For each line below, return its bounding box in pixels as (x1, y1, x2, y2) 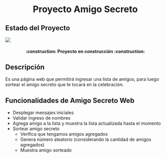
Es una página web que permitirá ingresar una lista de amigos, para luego (5, 76, 159, 82)
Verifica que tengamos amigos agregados (20, 131, 108, 137)
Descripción (5, 63, 45, 71)
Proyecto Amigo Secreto (32, 4, 138, 15)
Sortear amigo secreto (12, 126, 60, 132)
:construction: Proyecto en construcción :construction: (25, 48, 145, 54)
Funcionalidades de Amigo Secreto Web (5, 96, 135, 104)
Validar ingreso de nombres (12, 115, 71, 121)
